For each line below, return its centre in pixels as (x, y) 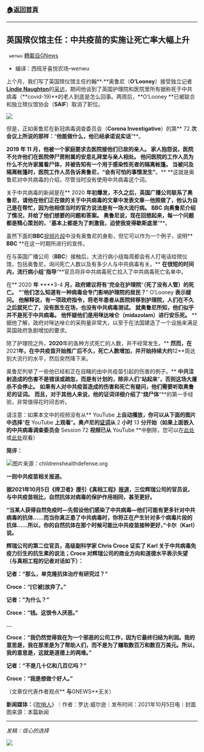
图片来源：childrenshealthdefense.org (60, 463)
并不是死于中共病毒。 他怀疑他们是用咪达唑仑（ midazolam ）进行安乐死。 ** (102, 315)
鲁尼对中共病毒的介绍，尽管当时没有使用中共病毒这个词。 (78, 180)
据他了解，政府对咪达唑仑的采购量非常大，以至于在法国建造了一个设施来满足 (102, 323)
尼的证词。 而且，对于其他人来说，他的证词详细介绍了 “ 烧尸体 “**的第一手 (97, 395)
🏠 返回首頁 (22, 9)
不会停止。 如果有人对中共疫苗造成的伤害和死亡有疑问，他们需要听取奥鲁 (103, 387)
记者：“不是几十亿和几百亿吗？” (46, 666)
